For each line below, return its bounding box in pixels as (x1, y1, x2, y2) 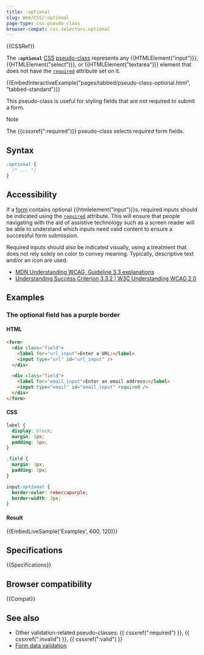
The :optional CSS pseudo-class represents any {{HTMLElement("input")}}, (6, 54, 199, 62)
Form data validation (15, 642, 67, 649)
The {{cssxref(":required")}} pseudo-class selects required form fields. (6, 127, 185, 135)
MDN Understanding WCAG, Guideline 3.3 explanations (15, 268, 155, 275)
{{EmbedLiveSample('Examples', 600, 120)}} (6, 528, 118, 535)
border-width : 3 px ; (12, 495, 62, 501)
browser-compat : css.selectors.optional (6, 26, 111, 32)
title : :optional (6, 9, 51, 15)
